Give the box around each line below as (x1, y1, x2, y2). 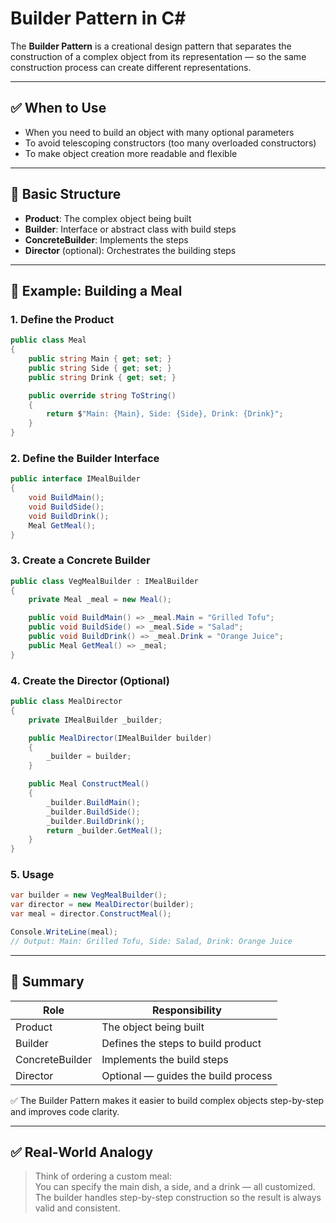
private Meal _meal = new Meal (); (28, 595, 172, 605)
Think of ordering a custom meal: (34, 1170, 173, 1182)
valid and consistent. (34, 1202, 121, 1214)
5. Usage (10, 868, 55, 882)
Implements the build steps (101, 1052, 229, 1066)
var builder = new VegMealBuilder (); (10, 890, 168, 901)
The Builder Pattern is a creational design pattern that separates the (10, 40, 292, 52)
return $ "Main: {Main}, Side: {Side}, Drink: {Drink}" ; (46, 409, 284, 419)
